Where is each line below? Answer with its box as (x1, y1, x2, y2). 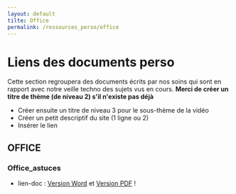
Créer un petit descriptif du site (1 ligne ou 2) (17, 114, 149, 122)
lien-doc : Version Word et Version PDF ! (17, 179, 136, 188)
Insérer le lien (17, 121, 58, 130)
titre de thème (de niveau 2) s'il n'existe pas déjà (7, 93, 154, 101)
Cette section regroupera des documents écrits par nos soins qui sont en (7, 77, 222, 86)
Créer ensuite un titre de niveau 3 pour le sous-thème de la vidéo (17, 106, 210, 115)
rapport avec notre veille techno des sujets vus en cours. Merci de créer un (7, 85, 229, 93)
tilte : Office (7, 17, 50, 24)
